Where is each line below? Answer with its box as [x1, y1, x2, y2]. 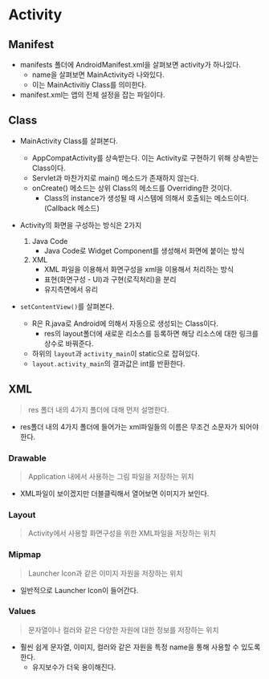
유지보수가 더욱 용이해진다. [31, 662, 116, 672]
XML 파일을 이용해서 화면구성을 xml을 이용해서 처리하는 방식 [43, 264, 234, 274]
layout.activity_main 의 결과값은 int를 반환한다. [31, 359, 185, 368]
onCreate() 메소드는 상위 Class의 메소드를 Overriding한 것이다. [31, 183, 233, 193]
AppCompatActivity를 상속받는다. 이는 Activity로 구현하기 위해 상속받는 [31, 152, 259, 162]
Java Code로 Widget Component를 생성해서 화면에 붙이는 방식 [43, 246, 245, 255]
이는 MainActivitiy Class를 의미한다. [31, 80, 147, 89]
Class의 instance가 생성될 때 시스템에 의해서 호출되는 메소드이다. [43, 193, 249, 202]
